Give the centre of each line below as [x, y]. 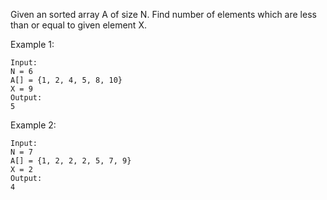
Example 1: [32, 44]
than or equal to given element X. [78, 25]
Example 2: [33, 125]
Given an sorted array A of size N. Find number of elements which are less [163, 14]
